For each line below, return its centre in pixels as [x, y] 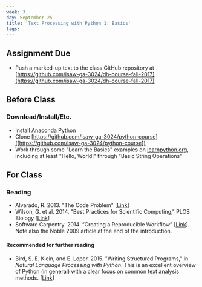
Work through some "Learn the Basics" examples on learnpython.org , [102, 150]
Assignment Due [38, 53]
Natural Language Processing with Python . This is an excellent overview [106, 265]
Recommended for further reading [50, 245]
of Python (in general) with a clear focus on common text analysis [97, 271]
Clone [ [24, 136]
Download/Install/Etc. [39, 117]
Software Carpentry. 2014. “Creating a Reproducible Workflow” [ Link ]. [102, 225]
